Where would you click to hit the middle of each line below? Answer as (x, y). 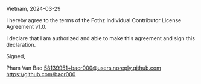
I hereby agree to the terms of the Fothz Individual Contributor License (94, 20)
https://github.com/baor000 (41, 74)
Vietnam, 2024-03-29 (33, 9)
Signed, (16, 56)
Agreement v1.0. (27, 27)
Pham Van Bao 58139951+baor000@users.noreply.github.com (84, 68)
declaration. (21, 45)
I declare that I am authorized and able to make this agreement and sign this (101, 38)
